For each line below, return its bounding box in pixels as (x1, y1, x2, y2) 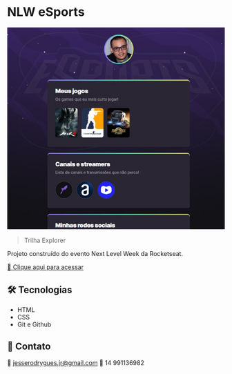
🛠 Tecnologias (7, 284, 72, 295)
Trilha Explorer (23, 236, 66, 245)
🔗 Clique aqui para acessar (7, 263, 84, 271)
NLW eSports (7, 4, 85, 20)
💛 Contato (7, 340, 51, 352)
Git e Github (17, 320, 52, 328)
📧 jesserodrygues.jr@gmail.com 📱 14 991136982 (7, 358, 145, 366)
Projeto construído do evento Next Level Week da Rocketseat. (7, 250, 184, 258)
